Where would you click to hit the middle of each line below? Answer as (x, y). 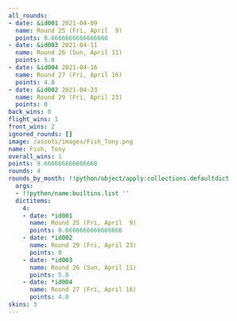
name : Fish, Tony (37, 149)
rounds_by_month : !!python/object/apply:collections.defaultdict (118, 179)
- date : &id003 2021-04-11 (53, 45)
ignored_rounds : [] (41, 134)
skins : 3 (23, 304)
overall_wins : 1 (35, 156)
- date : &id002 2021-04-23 (53, 90)
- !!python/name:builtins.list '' (72, 193)
